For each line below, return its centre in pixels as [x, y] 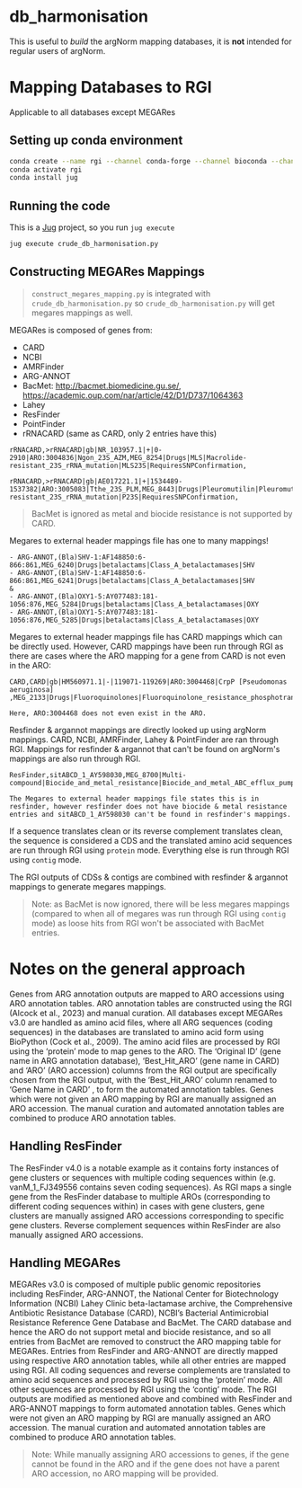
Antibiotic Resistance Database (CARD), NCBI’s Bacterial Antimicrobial [139, 1313]
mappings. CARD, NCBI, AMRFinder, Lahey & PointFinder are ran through [144, 740]
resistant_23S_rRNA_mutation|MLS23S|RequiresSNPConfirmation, [128, 465]
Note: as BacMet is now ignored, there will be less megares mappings [160, 904]
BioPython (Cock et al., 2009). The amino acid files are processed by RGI [145, 1041]
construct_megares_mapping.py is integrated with [121, 293]
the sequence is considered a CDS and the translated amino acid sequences [151, 840]
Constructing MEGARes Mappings [107, 272]
